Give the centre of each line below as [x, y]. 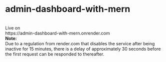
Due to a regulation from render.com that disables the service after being [80, 43]
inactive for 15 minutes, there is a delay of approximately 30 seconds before [83, 49]
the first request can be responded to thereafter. [55, 54]
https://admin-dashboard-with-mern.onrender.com [58, 33]
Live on [13, 28]
